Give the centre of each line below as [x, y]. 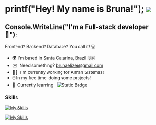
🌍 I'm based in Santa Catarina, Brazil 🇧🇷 [54, 58]
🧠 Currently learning [33, 85]
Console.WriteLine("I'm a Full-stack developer [77, 27]
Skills [12, 97]
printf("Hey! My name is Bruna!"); [75, 9]
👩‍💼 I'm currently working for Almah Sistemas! [58, 72]
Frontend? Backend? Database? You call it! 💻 [50, 46]
